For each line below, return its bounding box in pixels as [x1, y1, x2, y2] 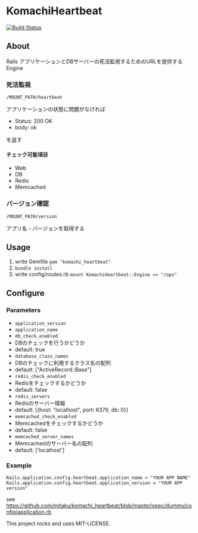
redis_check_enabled [14, 374, 66, 380]
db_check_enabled [14, 333, 58, 339]
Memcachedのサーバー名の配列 [14, 440, 93, 447]
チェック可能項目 [6, 151, 48, 158]
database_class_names [14, 354, 69, 360]
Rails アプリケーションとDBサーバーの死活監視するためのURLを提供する [6, 58, 183, 65]
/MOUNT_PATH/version [6, 213, 58, 219]
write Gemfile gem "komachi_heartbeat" [14, 258, 112, 265]
